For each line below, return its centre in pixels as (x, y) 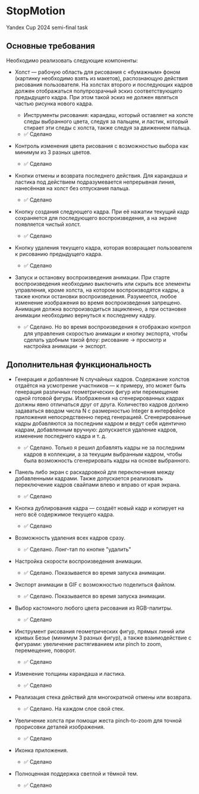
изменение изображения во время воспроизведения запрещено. (98, 303)
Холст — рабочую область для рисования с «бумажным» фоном (97, 72)
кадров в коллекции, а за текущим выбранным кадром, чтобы (103, 454)
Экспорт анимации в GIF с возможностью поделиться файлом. (95, 584)
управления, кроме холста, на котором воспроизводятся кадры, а (99, 290)
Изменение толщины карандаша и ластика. (70, 673)
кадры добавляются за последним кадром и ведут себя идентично (100, 423)
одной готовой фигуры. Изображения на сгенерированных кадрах (99, 398)
